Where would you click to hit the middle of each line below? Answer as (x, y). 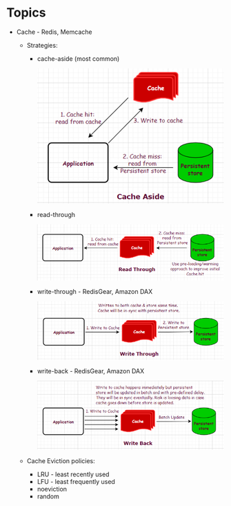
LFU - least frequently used (76, 481)
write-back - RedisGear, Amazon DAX (91, 371)
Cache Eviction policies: (61, 460)
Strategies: (42, 45)
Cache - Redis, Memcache (54, 32)
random (48, 496)
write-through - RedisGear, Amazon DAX (95, 292)
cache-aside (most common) (78, 58)
